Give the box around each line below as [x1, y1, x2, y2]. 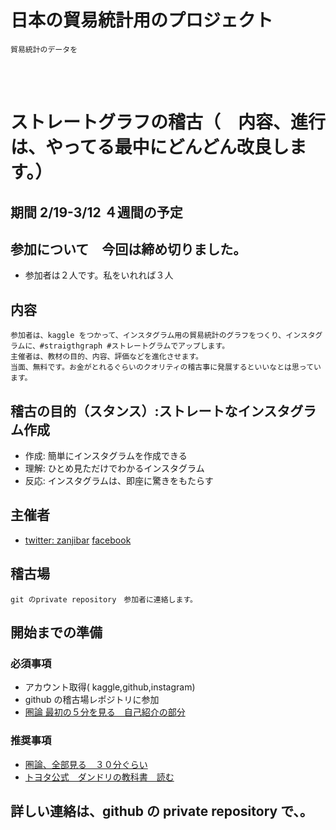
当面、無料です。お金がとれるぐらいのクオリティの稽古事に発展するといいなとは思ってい [10, 362, 322, 373]
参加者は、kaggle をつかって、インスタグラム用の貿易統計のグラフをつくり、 [10, 331, 287, 341]
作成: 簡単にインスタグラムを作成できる [24, 449, 188, 461]
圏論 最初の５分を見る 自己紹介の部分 [24, 706, 186, 718]
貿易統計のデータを [10, 44, 78, 55]
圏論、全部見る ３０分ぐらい [24, 758, 148, 770]
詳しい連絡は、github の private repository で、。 [10, 802, 313, 820]
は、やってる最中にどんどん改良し [10, 136, 290, 159]
